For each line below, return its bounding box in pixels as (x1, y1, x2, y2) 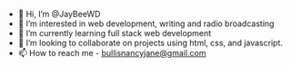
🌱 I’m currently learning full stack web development (17, 28, 212, 38)
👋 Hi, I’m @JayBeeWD (17, 9, 101, 19)
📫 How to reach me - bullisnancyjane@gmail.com (17, 48, 206, 58)
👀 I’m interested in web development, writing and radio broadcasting (17, 18, 275, 29)
